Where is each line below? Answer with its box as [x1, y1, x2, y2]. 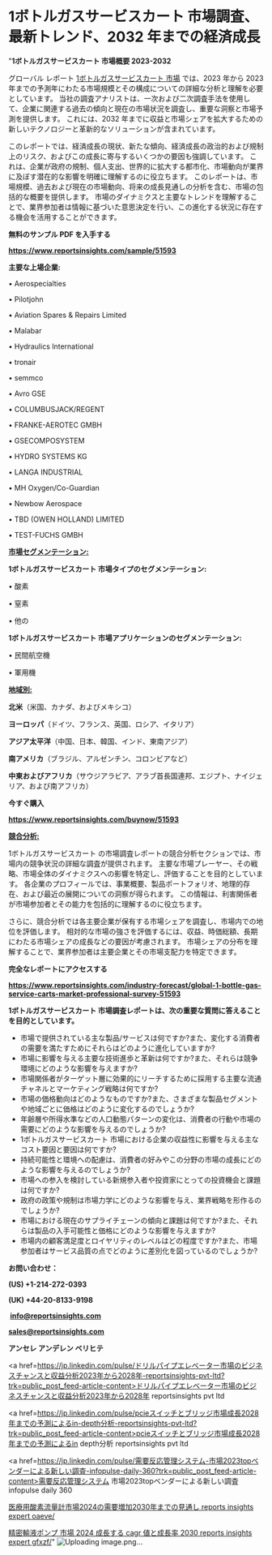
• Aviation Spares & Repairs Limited [8, 310, 127, 320]
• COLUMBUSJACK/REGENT [8, 404, 105, 414]
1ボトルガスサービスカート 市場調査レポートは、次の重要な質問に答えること [8, 1005, 261, 1015]
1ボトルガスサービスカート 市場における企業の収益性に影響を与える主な [19, 1134, 259, 1144]
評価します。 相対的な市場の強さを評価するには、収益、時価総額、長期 [22, 926, 258, 936]
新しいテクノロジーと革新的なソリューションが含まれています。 [8, 123, 220, 134]
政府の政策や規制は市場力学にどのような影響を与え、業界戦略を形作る [19, 1195, 255, 1205]
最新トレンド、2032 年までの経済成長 [8, 28, 261, 46]
